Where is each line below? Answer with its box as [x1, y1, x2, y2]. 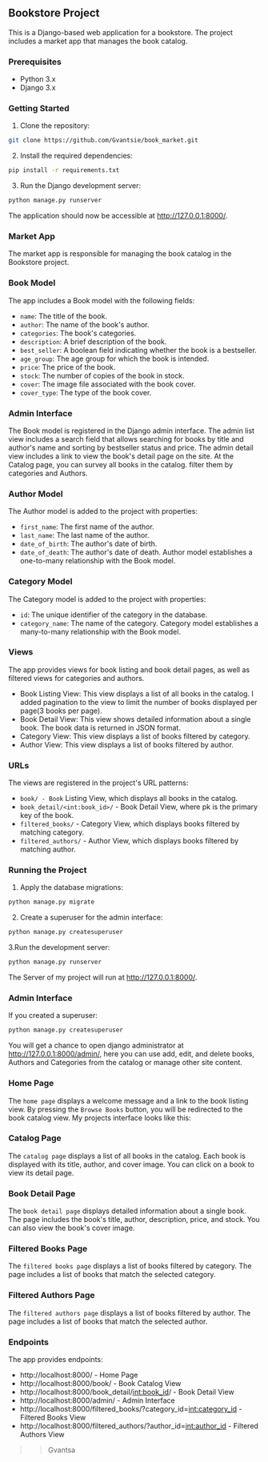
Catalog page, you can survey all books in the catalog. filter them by [8, 459, 234, 469]
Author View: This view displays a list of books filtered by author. [19, 739, 234, 749]
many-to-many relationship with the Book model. [19, 627, 182, 636]
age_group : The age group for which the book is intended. [19, 354, 210, 363]
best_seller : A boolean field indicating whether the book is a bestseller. [19, 345, 258, 354]
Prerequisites [8, 56, 62, 67]
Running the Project [8, 864, 87, 875]
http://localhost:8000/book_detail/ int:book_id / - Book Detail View [19, 1387, 234, 1396]
